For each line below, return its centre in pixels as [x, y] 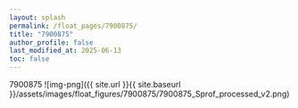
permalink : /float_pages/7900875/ [74, 26]
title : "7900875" [41, 34]
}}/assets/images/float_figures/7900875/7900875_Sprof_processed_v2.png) [149, 94]
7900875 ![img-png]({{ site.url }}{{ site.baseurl [95, 84]
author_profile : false [51, 42]
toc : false [29, 59]
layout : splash [37, 17]
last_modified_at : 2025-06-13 [66, 51]
